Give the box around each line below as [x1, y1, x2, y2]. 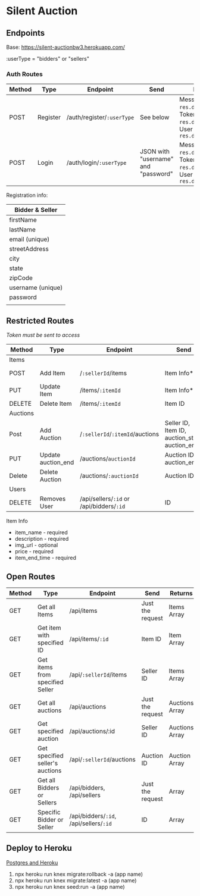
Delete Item [39, 400, 72, 408]
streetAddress [9, 245, 49, 253]
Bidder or [37, 815, 64, 823]
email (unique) [9, 235, 50, 243]
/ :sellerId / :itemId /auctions [79, 430, 160, 438]
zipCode [9, 274, 33, 282]
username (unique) [9, 284, 63, 292]
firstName [9, 216, 37, 224]
